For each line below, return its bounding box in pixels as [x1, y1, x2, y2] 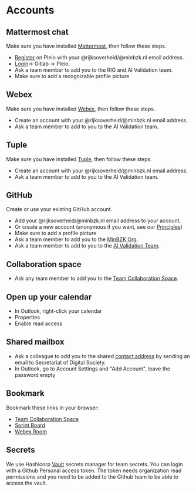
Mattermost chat [6, 27, 69, 37]
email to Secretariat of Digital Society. [14, 359, 106, 366]
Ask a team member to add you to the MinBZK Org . [14, 236, 138, 243]
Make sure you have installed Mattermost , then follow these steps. [6, 42, 167, 49]
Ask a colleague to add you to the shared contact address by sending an [14, 352, 190, 359]
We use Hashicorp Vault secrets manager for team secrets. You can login [6, 460, 183, 467]
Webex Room [14, 427, 47, 435]
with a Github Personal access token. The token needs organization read [6, 467, 182, 474]
